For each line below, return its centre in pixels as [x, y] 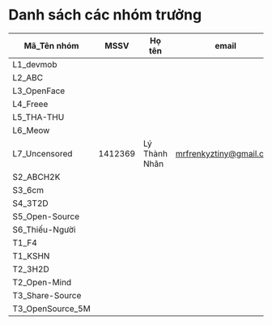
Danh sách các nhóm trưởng [105, 15]
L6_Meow [31, 130]
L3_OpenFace [39, 91]
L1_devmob [35, 64]
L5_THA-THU [38, 117]
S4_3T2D [30, 203]
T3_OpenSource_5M [51, 308]
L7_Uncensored [42, 153]
